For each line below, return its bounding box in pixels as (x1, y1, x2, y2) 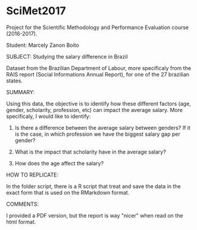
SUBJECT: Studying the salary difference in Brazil (6, 53, 128, 60)
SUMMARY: (6, 88, 35, 95)
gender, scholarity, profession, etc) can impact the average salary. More (6, 106, 183, 113)
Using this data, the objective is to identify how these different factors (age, (6, 100, 192, 107)
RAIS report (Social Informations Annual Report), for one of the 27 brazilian (6, 71, 189, 78)
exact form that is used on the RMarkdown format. (6, 189, 130, 196)
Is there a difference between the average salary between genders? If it (14, 124, 190, 131)
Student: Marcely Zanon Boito (6, 41, 79, 49)
